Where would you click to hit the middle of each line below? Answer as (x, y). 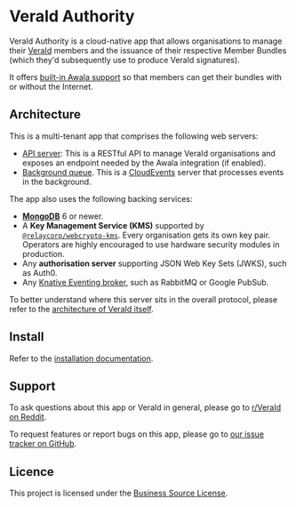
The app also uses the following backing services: (101, 198)
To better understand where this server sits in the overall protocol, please (144, 299)
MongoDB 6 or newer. (63, 216)
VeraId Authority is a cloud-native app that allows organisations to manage (146, 41)
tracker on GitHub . (43, 444)
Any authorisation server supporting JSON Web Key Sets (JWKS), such (154, 263)
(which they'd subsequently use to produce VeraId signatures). (124, 60)
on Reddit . (28, 417)
